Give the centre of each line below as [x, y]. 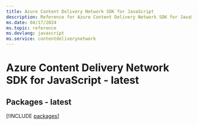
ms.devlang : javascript [35, 33]
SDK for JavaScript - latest [73, 80]
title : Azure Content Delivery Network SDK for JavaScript [80, 11]
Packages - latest [39, 102]
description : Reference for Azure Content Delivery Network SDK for [92, 17]
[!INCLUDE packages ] [33, 116]
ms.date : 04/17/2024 [32, 22]
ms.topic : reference [32, 28]
